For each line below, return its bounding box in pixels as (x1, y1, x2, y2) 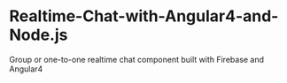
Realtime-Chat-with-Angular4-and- (9, 6, 279, 26)
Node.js (9, 25, 68, 45)
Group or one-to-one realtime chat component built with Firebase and (9, 54, 264, 64)
